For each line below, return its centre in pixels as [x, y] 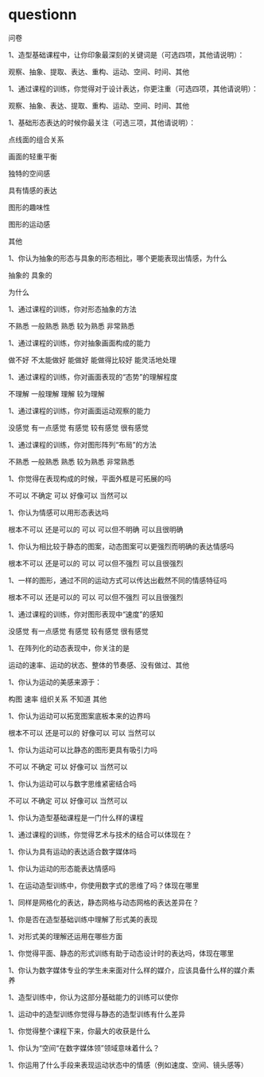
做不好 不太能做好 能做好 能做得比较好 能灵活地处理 [92, 360]
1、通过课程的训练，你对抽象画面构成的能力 [80, 343]
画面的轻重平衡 [33, 156]
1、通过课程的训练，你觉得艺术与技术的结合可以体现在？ [100, 834]
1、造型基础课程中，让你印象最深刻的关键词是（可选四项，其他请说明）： [126, 54]
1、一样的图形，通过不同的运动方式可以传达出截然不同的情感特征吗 [118, 580]
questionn [43, 15]
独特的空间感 [29, 173]
